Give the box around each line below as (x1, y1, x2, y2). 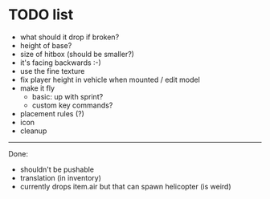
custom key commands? (31, 100, 113, 110)
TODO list (8, 6, 74, 24)
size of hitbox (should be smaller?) (19, 49, 135, 59)
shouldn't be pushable (19, 164, 95, 174)
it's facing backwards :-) (19, 58, 102, 67)
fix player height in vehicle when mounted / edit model (19, 75, 201, 84)
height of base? (19, 40, 72, 50)
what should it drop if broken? (19, 32, 120, 42)
